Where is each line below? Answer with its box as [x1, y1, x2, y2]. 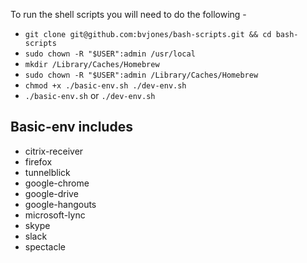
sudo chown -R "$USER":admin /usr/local [24, 49, 196, 59]
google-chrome [24, 177, 90, 189]
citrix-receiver [24, 145, 84, 157]
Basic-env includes [10, 119, 133, 136]
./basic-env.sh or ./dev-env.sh [24, 90, 156, 101]
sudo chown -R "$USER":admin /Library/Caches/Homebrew [24, 70, 259, 80]
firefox [24, 155, 53, 168]
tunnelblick [24, 166, 71, 178]
